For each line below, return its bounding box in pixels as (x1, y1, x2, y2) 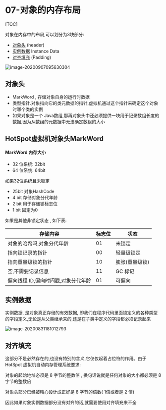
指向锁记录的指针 (7, 250, 48, 256)
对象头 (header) (12, 42, 45, 48)
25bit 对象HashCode (12, 189, 55, 195)
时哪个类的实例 (12, 106, 43, 112)
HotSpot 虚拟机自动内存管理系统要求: (5, 361, 81, 367)
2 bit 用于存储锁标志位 (12, 201, 58, 207)
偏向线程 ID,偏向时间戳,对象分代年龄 (7, 277, 91, 284)
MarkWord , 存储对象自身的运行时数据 (12, 94, 90, 100)
